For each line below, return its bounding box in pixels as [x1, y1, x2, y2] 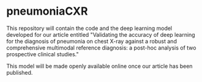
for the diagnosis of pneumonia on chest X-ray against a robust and [6, 37, 178, 45]
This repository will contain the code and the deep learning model [6, 24, 173, 32]
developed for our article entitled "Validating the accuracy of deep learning [6, 31, 195, 38]
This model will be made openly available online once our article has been [6, 62, 193, 70]
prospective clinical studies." [6, 50, 79, 58]
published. [6, 69, 33, 76]
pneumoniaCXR [6, 4, 88, 18]
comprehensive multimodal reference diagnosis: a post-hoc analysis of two [6, 44, 196, 51]
